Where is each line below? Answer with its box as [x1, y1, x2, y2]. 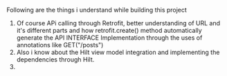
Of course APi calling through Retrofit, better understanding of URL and [16, 19, 221, 27]
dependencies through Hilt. [16, 55, 95, 64]
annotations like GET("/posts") [16, 41, 104, 49]
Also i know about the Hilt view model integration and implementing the [16, 48, 220, 56]
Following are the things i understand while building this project [6, 6, 188, 14]
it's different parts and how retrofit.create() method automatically [16, 27, 202, 34]
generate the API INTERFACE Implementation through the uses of [16, 34, 203, 42]
